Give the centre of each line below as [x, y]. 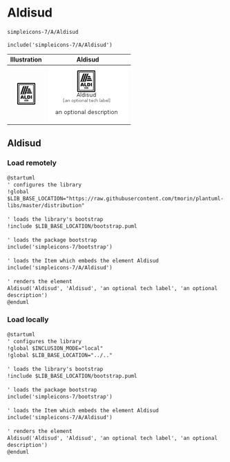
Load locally [28, 319]
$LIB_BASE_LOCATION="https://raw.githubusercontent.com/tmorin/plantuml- [116, 198]
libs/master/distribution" [46, 205]
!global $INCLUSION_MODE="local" [55, 349]
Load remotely [32, 162]
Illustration [26, 59]
